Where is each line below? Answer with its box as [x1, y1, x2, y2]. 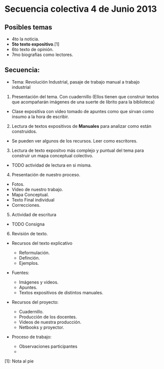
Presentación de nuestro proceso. [11, 171, 80, 177]
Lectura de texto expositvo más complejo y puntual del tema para [11, 147, 144, 153]
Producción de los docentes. [19, 313, 77, 320]
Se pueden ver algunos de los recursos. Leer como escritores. [11, 138, 138, 143]
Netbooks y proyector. [19, 324, 64, 330]
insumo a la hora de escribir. [11, 114, 69, 119]
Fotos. [11, 181, 25, 187]
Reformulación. [19, 250, 50, 255]
